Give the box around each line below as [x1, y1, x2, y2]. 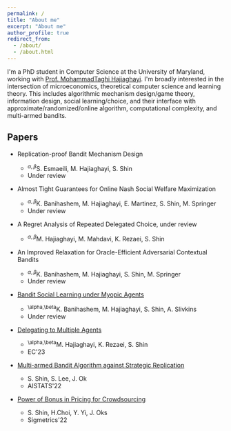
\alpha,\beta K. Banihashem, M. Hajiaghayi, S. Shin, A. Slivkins [27, 304, 197, 313]
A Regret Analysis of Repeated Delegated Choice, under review [17, 220, 198, 228]
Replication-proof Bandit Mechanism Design [17, 150, 143, 158]
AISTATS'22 [27, 381, 62, 390]
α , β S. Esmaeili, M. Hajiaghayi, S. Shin [27, 163, 132, 172]
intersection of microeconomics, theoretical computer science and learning [7, 82, 221, 90]
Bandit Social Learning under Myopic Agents [17, 290, 145, 299]
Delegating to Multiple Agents [17, 325, 102, 334]
